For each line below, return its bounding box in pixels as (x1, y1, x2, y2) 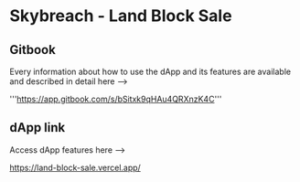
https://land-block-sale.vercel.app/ (9, 162, 142, 173)
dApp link (9, 120, 66, 135)
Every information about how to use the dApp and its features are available (9, 66, 291, 77)
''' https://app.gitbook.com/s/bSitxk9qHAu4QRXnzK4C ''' (9, 93, 222, 104)
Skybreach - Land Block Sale (9, 5, 232, 27)
